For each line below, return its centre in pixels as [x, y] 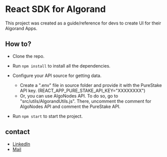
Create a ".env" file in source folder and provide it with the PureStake [91, 85]
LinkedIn [21, 144]
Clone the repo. [28, 56]
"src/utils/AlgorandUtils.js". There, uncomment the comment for [85, 101]
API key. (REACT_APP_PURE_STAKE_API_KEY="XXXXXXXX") [83, 90]
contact [17, 132]
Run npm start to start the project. [47, 116]
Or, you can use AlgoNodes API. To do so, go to [69, 95]
